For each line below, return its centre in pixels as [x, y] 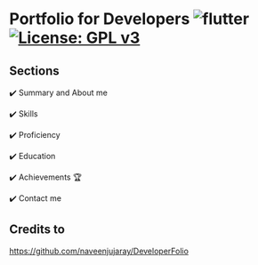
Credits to [37, 230]
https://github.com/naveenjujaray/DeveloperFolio [99, 251]
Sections [34, 71]
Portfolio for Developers [100, 19]
